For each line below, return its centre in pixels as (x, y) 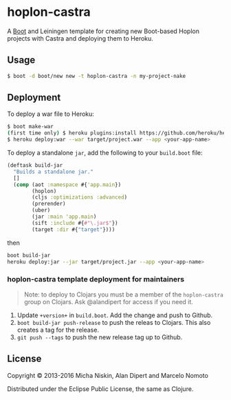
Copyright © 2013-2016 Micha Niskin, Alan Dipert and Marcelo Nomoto (108, 375)
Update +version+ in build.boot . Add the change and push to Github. (115, 315)
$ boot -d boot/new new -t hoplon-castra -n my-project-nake (97, 76)
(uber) (41, 210)
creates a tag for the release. (58, 330)
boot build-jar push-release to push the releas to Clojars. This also (114, 322)
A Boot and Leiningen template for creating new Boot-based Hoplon (103, 31)
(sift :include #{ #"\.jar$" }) (75, 223)
